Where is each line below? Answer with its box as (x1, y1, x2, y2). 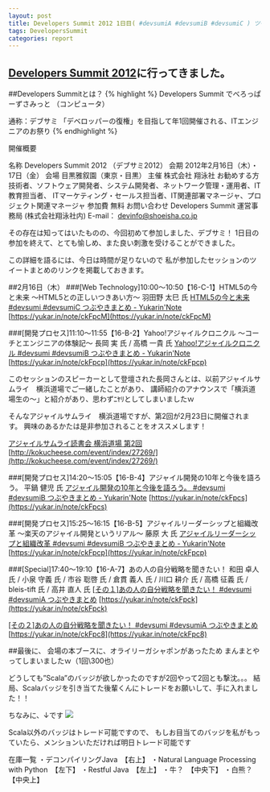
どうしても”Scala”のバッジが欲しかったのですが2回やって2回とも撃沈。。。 (8, 674, 252, 683)
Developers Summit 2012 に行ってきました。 (8, 66, 231, 80)
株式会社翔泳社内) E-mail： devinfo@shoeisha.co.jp (27, 211, 198, 221)
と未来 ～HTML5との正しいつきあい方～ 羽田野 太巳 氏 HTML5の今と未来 (8, 292, 251, 302)
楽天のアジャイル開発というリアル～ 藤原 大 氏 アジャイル (23, 529, 215, 538)
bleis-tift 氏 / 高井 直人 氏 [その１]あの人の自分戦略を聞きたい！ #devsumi (8, 585, 252, 595)
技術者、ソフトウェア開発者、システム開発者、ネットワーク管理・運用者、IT (8, 180, 261, 190)
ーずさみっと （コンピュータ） (8, 99, 109, 109)
